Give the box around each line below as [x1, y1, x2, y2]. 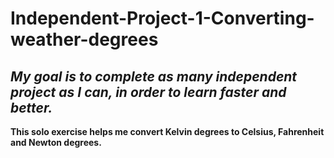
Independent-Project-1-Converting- [10, 7, 315, 30]
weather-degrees [10, 28, 159, 51]
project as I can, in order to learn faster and [10, 83, 287, 101]
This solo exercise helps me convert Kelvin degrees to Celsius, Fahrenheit [10, 126, 325, 137]
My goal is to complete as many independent [10, 68, 298, 85]
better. [10, 99, 53, 116]
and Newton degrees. [10, 137, 102, 148]
